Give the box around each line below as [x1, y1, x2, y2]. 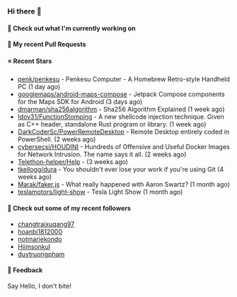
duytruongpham [17, 250, 65, 258]
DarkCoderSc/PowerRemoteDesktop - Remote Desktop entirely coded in [17, 127, 230, 136]
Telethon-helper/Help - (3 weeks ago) [17, 158, 129, 166]
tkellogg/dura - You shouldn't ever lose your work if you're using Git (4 [17, 165, 224, 174]
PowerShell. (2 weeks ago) [17, 135, 96, 144]
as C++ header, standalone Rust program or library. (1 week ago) [17, 120, 207, 129]
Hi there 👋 [7, 6, 42, 16]
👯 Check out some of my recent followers [7, 204, 131, 212]
